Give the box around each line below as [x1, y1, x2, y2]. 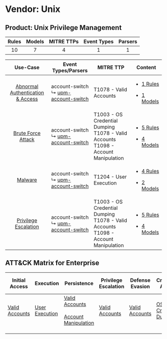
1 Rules [141, 81, 160, 87]
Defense [130, 277, 151, 284]
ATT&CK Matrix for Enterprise [5, 259, 99, 267]
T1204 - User [93, 173, 127, 180]
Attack [19, 136, 35, 143]
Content [136, 64, 157, 71]
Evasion [130, 283, 150, 290]
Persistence [64, 280, 93, 287]
